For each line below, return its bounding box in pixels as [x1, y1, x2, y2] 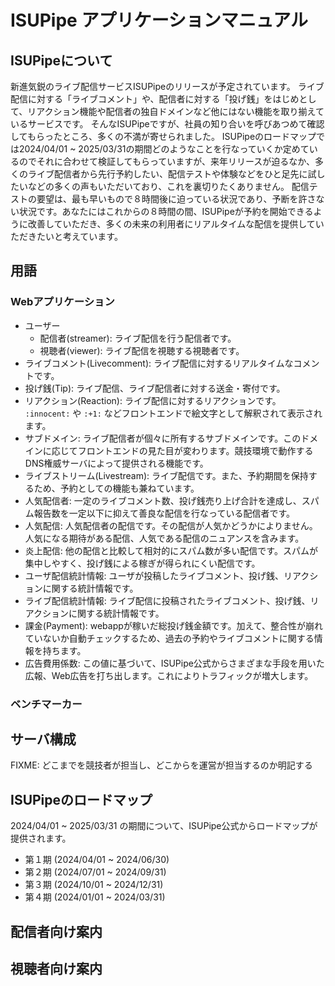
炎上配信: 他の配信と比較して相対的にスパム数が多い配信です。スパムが [24, 544, 318, 556]
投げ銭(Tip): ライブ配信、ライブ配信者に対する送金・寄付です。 [24, 382, 286, 394]
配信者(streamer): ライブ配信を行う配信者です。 [39, 332, 237, 344]
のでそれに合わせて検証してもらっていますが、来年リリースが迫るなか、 [18, 156, 315, 167]
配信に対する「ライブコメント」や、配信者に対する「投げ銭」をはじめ [10, 93, 300, 105]
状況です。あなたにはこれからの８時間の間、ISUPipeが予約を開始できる [18, 206, 314, 217]
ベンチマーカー [10, 697, 83, 711]
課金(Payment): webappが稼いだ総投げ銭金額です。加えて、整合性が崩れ [24, 619, 324, 631]
